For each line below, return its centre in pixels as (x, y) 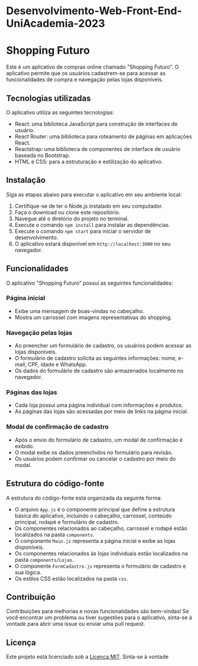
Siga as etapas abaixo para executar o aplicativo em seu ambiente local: (94, 194)
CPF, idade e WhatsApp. (57, 365)
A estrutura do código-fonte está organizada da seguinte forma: (84, 498)
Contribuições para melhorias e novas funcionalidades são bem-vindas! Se (98, 612)
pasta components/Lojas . (44, 559)
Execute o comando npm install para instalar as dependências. (92, 225)
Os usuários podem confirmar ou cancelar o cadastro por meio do (95, 459)
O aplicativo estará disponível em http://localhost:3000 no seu (92, 243)
